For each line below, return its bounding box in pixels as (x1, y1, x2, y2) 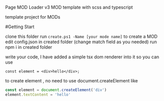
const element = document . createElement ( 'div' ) (5, 87, 107, 92)
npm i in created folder (5, 44, 52, 50)
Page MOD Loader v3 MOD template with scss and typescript (5, 5, 133, 10)
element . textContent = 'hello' (5, 92, 71, 97)
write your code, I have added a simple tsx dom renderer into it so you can (5, 54, 159, 60)
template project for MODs (5, 14, 60, 20)
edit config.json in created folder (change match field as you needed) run (5, 39, 157, 45)
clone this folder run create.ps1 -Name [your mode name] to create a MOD (5, 34, 157, 39)
